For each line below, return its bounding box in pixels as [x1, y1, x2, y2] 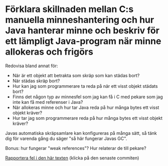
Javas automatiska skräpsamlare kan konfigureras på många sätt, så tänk [5, 130, 157, 136]
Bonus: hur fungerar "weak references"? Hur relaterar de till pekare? [5, 145, 146, 151]
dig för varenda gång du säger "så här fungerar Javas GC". [5, 135, 127, 141]
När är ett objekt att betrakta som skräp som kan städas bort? [12, 72, 140, 78]
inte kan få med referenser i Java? [12, 99, 83, 105]
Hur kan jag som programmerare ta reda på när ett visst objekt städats [12, 83, 158, 89]
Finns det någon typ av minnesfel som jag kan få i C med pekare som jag [12, 94, 163, 100]
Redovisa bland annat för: [5, 63, 58, 69]
